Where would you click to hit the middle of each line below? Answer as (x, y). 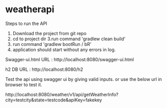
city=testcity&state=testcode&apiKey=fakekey (54, 100)
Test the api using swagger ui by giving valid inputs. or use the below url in (83, 79)
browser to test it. (24, 85)
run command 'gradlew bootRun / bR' (52, 44)
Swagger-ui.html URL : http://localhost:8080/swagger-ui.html (69, 59)
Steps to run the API (26, 23)
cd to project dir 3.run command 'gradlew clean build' (69, 39)
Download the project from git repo (49, 33)
